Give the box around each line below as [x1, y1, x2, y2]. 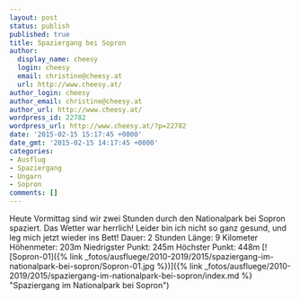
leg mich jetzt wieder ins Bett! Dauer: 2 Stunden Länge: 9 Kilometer [9, 233, 259, 242]
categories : [9, 146, 54, 155]
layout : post [9, 13, 58, 22]
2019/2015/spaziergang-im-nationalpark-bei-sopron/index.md [9, 270, 240, 281]
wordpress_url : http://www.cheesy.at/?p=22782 [9, 122, 187, 131]
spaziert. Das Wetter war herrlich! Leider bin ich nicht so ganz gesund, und [9, 223, 287, 233]
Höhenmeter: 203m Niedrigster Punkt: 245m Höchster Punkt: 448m [9, 242, 260, 252]
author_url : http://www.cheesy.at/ [9, 105, 143, 114]
